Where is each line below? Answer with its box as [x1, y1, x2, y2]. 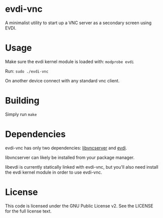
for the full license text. [5, 208, 52, 214]
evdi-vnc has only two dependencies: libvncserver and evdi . [5, 145, 127, 151]
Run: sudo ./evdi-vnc [5, 68, 49, 74]
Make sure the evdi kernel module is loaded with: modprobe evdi [5, 58, 134, 65]
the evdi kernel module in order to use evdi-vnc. [5, 169, 102, 175]
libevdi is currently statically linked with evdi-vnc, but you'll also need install [5, 164, 159, 170]
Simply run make [5, 111, 37, 117]
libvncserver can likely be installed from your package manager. [5, 154, 135, 160]
